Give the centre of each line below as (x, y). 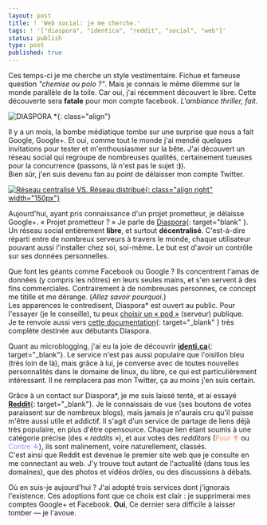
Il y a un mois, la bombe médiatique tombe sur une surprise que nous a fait (131, 132)
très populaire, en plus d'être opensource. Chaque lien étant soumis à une (130, 429)
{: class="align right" (179, 189)
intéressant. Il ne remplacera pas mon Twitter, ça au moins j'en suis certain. (132, 380)
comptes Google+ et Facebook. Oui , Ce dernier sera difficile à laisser (122, 504)
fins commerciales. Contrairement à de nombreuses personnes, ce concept (132, 288)
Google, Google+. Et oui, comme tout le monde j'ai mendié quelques (120, 140)
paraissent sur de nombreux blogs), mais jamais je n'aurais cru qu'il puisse (131, 412)
